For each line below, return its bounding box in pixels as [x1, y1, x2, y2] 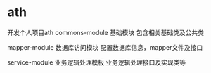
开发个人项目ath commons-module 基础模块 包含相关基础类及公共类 [7, 28, 205, 36]
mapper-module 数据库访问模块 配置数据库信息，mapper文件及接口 [7, 43, 203, 51]
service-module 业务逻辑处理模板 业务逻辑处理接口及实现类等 [7, 58, 186, 67]
